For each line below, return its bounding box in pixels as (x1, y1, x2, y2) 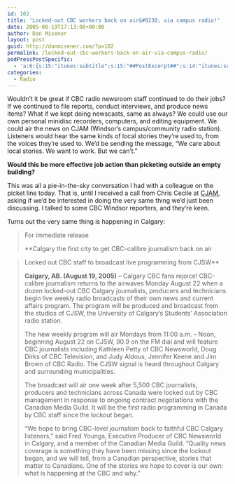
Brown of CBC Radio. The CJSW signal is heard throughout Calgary (24, 360, 219, 368)
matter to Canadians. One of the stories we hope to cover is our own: (24, 462, 224, 470)
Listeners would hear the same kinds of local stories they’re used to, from (7, 132, 219, 140)
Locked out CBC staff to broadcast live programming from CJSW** (24, 258, 220, 267)
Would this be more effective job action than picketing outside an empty (7, 161, 222, 169)
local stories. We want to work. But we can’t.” (7, 147, 138, 155)
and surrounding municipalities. (24, 368, 115, 376)
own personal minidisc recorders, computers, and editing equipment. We (7, 117, 218, 126)
